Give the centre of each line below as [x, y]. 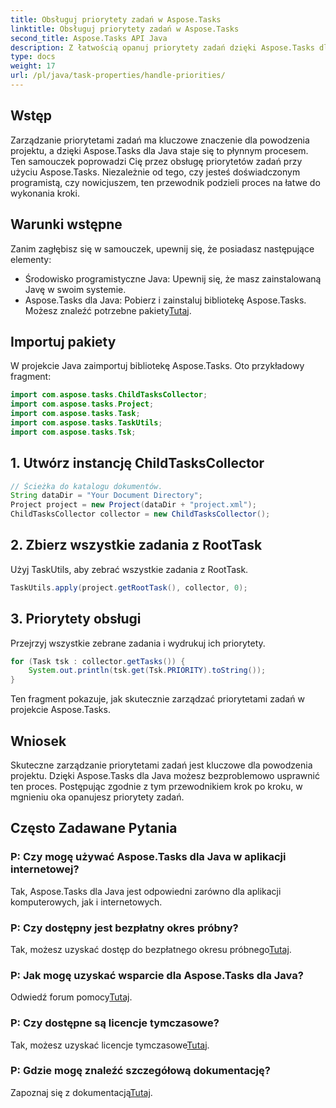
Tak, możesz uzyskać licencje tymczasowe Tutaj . [110, 1045]
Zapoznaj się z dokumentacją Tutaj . [81, 1092]
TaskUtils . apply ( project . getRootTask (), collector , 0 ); [129, 587]
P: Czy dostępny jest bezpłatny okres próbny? [124, 928]
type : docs [33, 57]
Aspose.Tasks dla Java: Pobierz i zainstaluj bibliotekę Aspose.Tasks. [165, 300]
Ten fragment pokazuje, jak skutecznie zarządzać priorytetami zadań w [157, 699]
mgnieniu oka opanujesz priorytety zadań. [97, 797]
